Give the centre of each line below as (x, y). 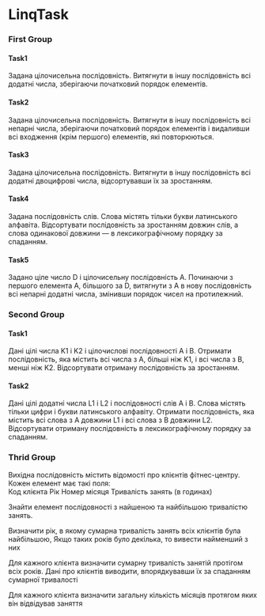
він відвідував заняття (45, 603)
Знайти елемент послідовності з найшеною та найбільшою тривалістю (128, 507)
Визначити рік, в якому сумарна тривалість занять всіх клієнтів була (125, 531)
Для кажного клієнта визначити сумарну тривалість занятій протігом (126, 562)
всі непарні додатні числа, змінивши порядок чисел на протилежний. (126, 294)
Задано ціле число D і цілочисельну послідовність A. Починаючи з (121, 278)
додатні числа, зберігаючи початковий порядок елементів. (108, 84)
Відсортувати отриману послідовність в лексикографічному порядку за (130, 429)
